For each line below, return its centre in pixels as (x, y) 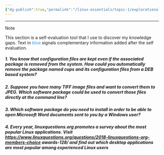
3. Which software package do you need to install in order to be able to (78, 109)
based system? (21, 75)
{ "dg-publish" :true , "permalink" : (39, 10)
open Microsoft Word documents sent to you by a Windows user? (73, 115)
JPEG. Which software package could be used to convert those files (76, 92)
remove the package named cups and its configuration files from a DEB (79, 69)
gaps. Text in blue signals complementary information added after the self (79, 42)
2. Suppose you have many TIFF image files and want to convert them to (80, 87)
